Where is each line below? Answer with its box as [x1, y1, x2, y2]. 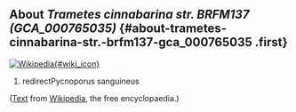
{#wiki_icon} [53, 58, 100, 69]
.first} [254, 35, 289, 50]
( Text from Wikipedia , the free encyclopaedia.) [9, 92, 180, 103]
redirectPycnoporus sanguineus [21, 76, 140, 86]
